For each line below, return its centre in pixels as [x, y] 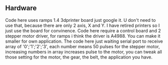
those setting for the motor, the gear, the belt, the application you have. [79, 57]
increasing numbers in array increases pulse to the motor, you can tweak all [84, 52]
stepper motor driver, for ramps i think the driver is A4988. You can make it [83, 36]
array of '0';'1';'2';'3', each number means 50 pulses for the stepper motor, [82, 46]
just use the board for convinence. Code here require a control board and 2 [83, 31]
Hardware [21, 8]
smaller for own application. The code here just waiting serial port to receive [84, 41]
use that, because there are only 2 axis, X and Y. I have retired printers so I [82, 25]
